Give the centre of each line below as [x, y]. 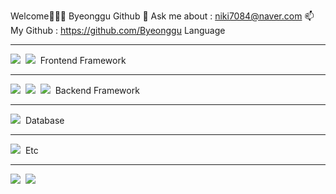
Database [44, 120]
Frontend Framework [83, 60]
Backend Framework [97, 90]
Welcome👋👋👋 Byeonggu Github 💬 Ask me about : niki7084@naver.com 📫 [162, 16]
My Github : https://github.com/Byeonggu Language [118, 30]
